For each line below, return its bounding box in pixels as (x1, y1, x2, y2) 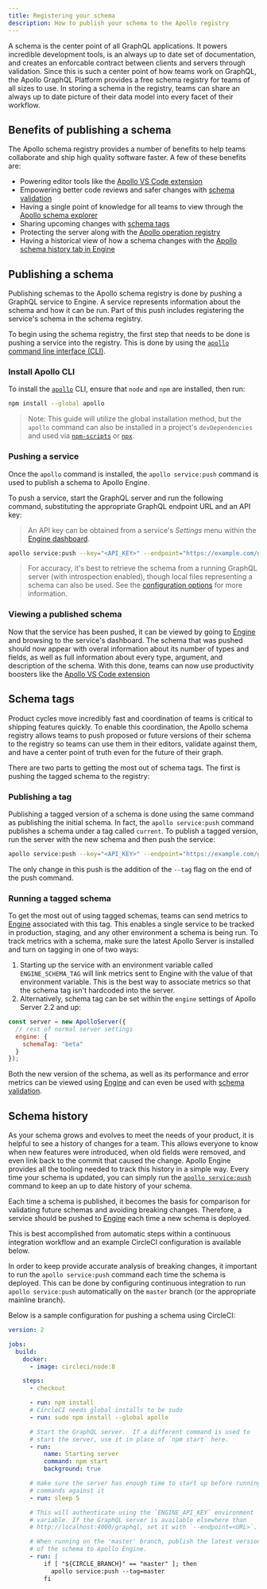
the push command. (8, 873, 74, 883)
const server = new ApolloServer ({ (8, 1018, 126, 1026)
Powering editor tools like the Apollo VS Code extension (19, 177, 203, 186)
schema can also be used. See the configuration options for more (27, 581, 243, 590)
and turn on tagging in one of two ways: (8, 945, 139, 954)
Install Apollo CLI (8, 366, 75, 378)
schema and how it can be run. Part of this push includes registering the (8, 306, 245, 315)
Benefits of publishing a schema (8, 123, 172, 136)
